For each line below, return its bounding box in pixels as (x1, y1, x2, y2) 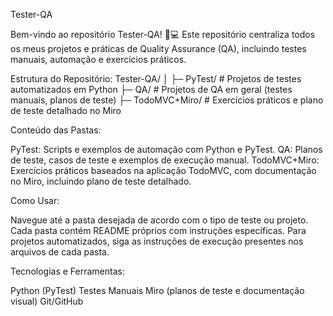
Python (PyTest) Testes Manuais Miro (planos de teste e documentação (10, 285, 305, 296)
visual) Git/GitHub (10, 295, 84, 307)
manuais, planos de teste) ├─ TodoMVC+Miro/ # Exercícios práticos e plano (10, 94, 324, 106)
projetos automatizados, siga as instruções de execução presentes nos (10, 235, 304, 247)
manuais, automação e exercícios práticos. (10, 54, 187, 65)
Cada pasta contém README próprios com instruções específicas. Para (10, 225, 307, 236)
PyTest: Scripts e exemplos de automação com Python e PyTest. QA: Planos (10, 144, 323, 155)
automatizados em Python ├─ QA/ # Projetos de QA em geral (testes (10, 84, 293, 95)
